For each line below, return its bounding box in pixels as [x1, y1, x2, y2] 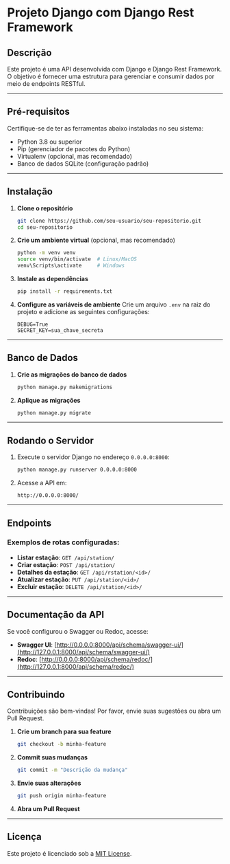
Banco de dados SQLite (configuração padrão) [16, 159, 149, 168]
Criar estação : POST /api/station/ [16, 560, 116, 568]
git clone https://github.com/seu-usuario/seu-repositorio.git [16, 217, 202, 224]
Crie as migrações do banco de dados [16, 370, 127, 379]
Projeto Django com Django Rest [7, 5, 194, 21]
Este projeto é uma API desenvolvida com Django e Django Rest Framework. [7, 65, 222, 73]
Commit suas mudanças [16, 753, 88, 762]
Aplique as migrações [16, 396, 81, 404]
